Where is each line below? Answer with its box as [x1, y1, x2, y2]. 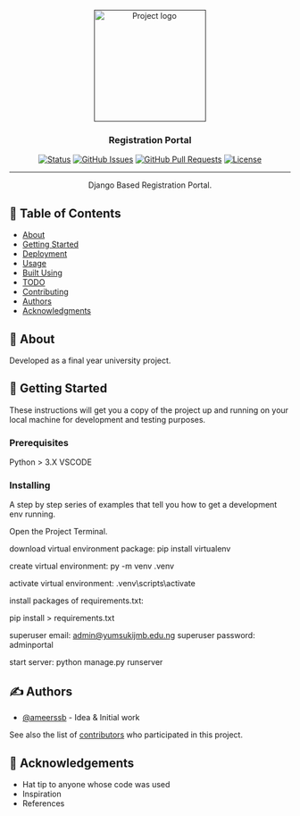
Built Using [21, 267, 62, 278]
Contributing [21, 287, 69, 298]
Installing [9, 479, 51, 492]
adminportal [9, 640, 54, 651]
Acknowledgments [21, 306, 92, 316]
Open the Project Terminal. [9, 526, 108, 537]
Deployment [21, 248, 68, 259]
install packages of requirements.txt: [9, 595, 145, 606]
